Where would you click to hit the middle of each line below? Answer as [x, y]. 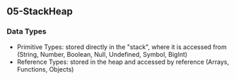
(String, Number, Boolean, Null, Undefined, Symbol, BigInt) [102, 54]
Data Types [26, 32]
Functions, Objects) [45, 69]
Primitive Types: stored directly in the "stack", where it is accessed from [122, 47]
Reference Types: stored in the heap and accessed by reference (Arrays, [123, 62]
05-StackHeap [40, 12]
